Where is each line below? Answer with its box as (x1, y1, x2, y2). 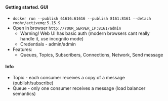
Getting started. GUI (5, 4, 49, 10)
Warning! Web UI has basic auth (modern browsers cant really (20, 30, 150, 36)
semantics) (12, 91, 36, 97)
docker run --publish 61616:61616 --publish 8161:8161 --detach (12, 16, 151, 21)
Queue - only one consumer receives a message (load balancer (12, 85, 146, 91)
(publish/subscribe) (12, 80, 54, 86)
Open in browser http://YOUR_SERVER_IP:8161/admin (12, 25, 121, 31)
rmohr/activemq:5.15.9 (12, 21, 61, 26)
